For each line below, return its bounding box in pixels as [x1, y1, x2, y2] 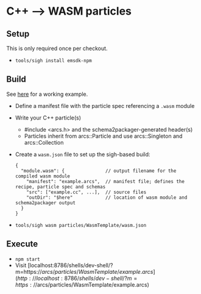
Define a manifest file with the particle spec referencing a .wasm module [15, 102, 195, 109]
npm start [15, 256, 41, 262]
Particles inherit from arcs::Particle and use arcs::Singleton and [24, 132, 183, 140]
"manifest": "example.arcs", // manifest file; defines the [26, 178, 185, 184]
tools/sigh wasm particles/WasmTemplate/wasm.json [15, 222, 147, 228]
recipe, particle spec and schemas [15, 184, 106, 190]
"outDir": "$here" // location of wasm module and [26, 194, 188, 201]
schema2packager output [15, 199, 76, 206]
